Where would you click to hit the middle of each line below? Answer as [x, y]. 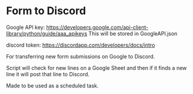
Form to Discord [46, 11]
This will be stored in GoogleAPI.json [133, 33]
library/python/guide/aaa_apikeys [47, 33]
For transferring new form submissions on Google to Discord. [81, 56]
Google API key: [26, 27]
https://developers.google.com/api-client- [97, 27]
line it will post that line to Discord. [48, 74]
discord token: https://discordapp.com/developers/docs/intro [81, 45]
